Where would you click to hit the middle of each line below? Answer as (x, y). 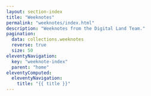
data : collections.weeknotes (48, 39)
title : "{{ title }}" (44, 84)
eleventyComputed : (29, 73)
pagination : (21, 34)
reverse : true (29, 45)
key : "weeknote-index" (40, 61)
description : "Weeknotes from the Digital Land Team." (76, 28)
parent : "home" (30, 67)
